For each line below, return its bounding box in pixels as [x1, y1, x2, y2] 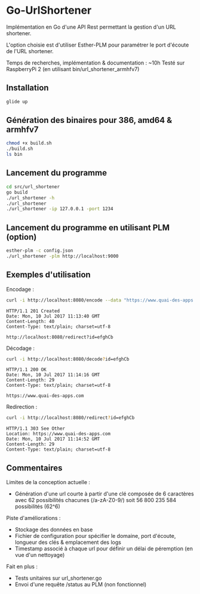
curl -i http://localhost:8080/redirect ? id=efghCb [6, 415, 135, 421]
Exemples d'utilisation [6, 270, 91, 280]
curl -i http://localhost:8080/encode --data [6, 297, 121, 303]
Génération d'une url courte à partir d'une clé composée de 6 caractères [14, 490, 194, 497]
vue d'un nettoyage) [14, 552, 65, 559]
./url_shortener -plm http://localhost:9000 [6, 253, 119, 259]
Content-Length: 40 [6, 318, 55, 324]
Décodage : [6, 344, 35, 352]
